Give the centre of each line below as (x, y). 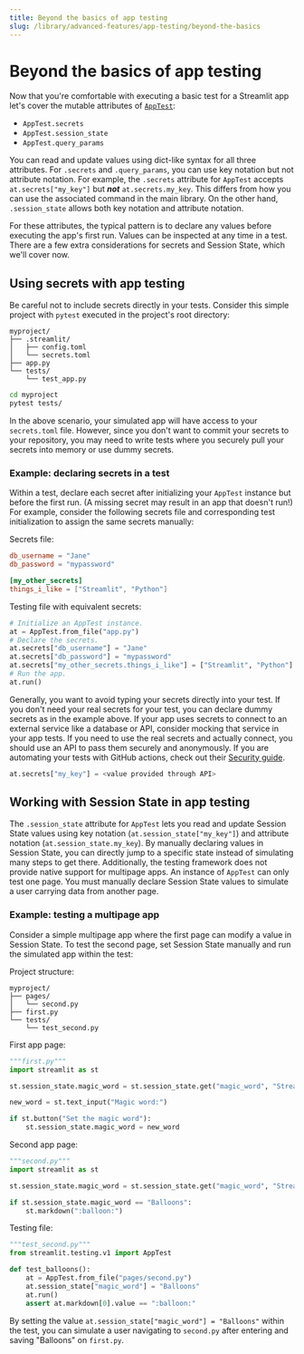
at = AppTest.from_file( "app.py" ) (75, 631)
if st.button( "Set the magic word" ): (81, 1119)
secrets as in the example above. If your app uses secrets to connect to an (148, 718)
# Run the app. (38, 674)
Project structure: (42, 971)
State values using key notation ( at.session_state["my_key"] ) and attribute (149, 833)
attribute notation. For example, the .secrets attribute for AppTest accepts (147, 180)
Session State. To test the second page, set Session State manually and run (150, 944)
